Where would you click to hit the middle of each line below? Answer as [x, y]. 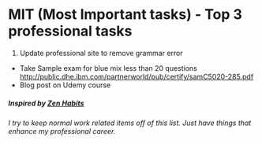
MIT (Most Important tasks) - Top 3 [125, 15]
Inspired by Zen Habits [46, 103]
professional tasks [70, 31]
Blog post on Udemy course [65, 85]
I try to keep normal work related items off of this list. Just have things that [130, 123]
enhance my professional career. [62, 131]
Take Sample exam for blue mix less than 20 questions [108, 68]
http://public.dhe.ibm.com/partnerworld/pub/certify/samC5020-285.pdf [137, 76]
